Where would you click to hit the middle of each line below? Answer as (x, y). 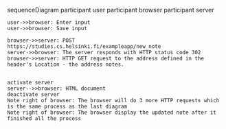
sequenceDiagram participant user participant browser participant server (111, 10)
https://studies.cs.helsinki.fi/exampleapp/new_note (84, 47)
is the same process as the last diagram (67, 106)
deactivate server (33, 95)
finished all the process (44, 119)
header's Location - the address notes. (66, 64)
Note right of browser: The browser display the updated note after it (112, 113)
